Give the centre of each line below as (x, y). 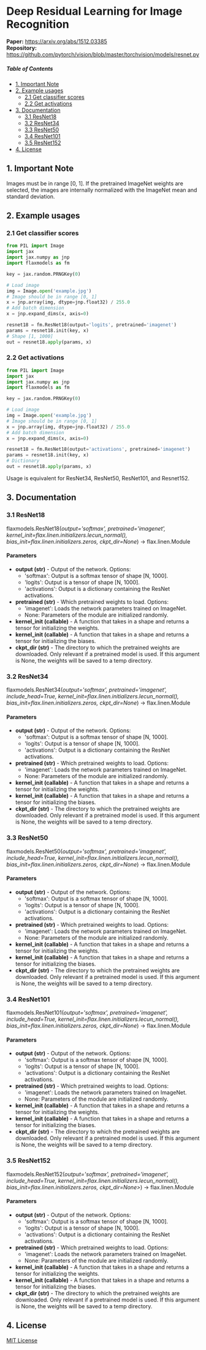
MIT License (22, 1340)
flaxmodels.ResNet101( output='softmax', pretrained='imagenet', (87, 1013)
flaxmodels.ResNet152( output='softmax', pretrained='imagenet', (88, 1174)
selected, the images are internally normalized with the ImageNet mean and (102, 190)
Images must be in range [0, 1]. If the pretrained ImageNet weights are (95, 183)
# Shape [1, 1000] (30, 336)
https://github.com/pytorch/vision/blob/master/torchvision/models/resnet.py (103, 54)
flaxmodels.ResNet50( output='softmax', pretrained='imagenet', (86, 851)
